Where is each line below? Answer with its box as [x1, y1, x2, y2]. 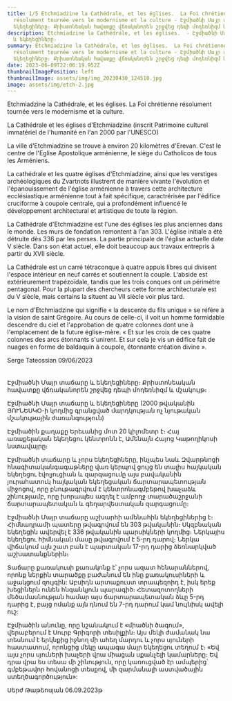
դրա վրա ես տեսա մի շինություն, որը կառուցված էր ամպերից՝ [7, 658, 209, 666]
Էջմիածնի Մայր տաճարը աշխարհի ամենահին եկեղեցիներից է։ [7, 513, 213, 521]
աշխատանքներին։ [7, 550, 69, 558]
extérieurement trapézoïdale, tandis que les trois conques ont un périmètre [7, 278, 220, 286]
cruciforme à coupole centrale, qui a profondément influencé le [7, 199, 188, 208]
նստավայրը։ [7, 442, 48, 451]
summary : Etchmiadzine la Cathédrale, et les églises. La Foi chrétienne [7, 42, 227, 49]
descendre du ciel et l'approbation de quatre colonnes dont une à [7, 320, 194, 329]
